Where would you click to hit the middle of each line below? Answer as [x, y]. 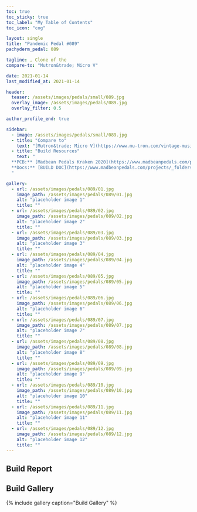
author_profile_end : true [38, 119]
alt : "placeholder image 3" [51, 244]
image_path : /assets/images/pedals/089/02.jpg [74, 216]
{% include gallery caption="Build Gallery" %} [62, 503]
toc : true [18, 11]
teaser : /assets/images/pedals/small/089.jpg [68, 97]
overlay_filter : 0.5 [36, 108]
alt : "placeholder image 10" [52, 396]
